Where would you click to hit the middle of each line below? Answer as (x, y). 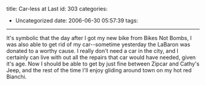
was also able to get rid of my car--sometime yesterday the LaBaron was (98, 44)
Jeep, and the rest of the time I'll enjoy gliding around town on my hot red (99, 70)
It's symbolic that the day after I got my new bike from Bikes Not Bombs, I (99, 38)
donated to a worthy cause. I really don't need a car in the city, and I (93, 51)
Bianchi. (17, 76)
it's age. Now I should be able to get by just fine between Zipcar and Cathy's (103, 64)
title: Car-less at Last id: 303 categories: (57, 9)
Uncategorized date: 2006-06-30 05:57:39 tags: (77, 20)
